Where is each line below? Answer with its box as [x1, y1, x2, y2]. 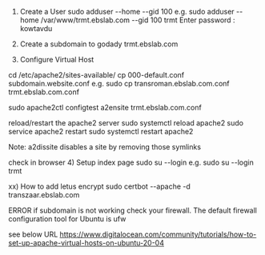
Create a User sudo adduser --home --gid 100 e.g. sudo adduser [19, 7, 235, 16]
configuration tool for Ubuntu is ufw [8, 214, 126, 223]
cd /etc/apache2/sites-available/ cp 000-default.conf [8, 70, 185, 79]
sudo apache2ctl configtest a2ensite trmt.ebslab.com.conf [8, 103, 202, 112]
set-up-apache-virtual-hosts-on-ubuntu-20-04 [8, 238, 164, 247]
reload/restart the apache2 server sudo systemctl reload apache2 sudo [8, 118, 244, 127]
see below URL [8, 229, 58, 239]
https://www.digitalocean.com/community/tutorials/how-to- [59, 229, 257, 239]
